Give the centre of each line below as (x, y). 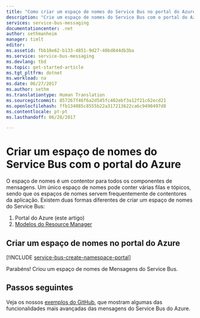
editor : (16, 45)
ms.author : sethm (28, 89)
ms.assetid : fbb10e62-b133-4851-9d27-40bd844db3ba (70, 51)
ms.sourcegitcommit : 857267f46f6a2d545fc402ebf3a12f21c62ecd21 (86, 100)
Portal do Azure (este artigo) (50, 218)
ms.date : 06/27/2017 (32, 84)
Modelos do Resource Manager (53, 224)
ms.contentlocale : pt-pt (37, 112)
